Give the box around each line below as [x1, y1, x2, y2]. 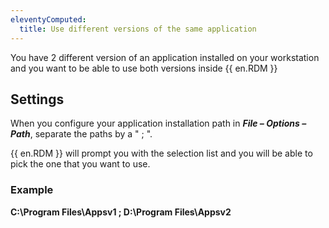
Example [10, 183, 54, 197]
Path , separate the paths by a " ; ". [10, 128, 153, 140]
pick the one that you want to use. [10, 158, 151, 170]
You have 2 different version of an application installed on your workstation [10, 51, 320, 63]
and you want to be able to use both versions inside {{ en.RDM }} [10, 62, 278, 74]
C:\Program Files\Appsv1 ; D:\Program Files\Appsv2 [10, 206, 232, 218]
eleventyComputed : [10, 14, 87, 25]
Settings [10, 91, 65, 108]
